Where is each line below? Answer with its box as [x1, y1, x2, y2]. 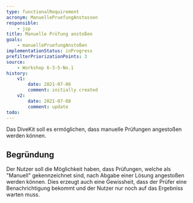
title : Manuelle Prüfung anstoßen [6, 31, 93, 37]
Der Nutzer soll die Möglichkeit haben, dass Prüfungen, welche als [6, 166, 171, 173]
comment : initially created [28, 87, 98, 93]
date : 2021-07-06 [28, 82, 71, 88]
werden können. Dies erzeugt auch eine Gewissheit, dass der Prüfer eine [6, 178, 187, 186]
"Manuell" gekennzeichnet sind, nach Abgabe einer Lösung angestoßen [6, 172, 185, 179]
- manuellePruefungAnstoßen [17, 43, 87, 49]
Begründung [6, 150, 55, 160]
